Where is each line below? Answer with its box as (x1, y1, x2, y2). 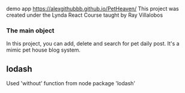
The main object (6, 26, 55, 35)
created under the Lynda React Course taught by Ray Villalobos (6, 11, 163, 19)
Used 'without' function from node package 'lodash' (6, 80, 136, 87)
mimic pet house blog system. (6, 46, 81, 53)
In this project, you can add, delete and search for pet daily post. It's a (6, 40, 180, 47)
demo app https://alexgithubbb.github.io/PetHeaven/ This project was (6, 5, 179, 12)
